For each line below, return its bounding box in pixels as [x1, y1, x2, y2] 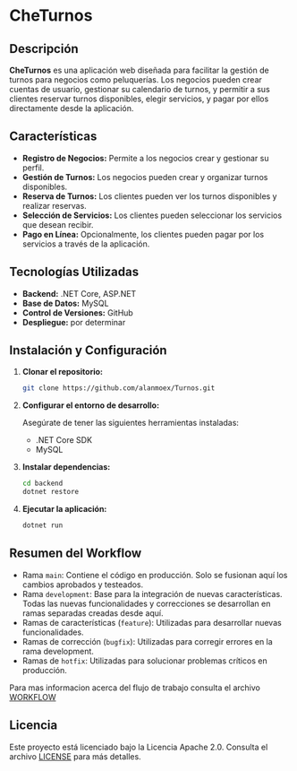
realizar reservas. [21, 200, 87, 211]
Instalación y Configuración [9, 342, 167, 359]
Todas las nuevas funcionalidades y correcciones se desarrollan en [21, 598, 271, 609]
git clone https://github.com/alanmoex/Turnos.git [21, 384, 216, 393]
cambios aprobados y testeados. [21, 579, 144, 590]
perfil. [21, 162, 45, 173]
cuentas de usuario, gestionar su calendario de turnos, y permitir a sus [9, 84, 270, 94]
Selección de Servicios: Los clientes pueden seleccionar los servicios [21, 210, 283, 221]
